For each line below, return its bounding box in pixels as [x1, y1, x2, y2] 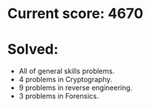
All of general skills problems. [18, 67, 115, 76]
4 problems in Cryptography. [18, 75, 112, 85]
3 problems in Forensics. [18, 92, 99, 101]
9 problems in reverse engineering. [18, 83, 133, 92]
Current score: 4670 [7, 5, 144, 23]
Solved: [7, 41, 59, 59]
